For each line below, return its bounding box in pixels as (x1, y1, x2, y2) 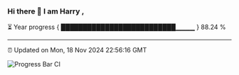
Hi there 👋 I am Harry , (7, 6, 85, 16)
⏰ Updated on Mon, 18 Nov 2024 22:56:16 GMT (7, 46, 147, 54)
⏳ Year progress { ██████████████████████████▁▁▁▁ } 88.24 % (7, 23, 226, 31)
